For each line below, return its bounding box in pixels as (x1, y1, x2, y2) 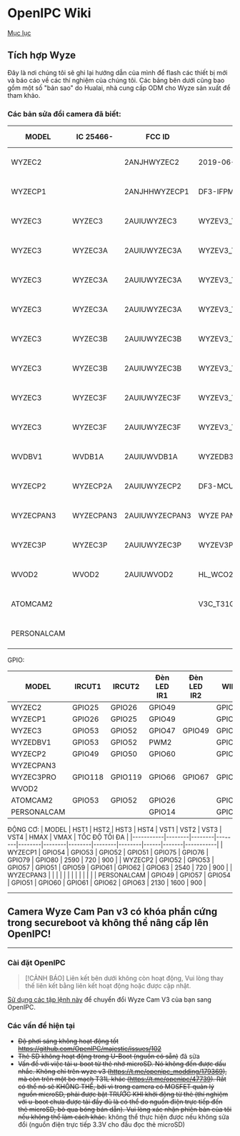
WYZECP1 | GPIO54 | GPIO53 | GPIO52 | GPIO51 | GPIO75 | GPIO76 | (7, 848, 209, 857)
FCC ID (145, 132, 170, 142)
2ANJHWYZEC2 (124, 157, 180, 167)
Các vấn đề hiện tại (7, 1021, 75, 1031)
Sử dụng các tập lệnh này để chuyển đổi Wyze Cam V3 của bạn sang (7, 995, 212, 1004)
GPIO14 (149, 807, 176, 817)
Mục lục (7, 29, 31, 37)
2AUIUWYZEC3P (124, 541, 182, 551)
